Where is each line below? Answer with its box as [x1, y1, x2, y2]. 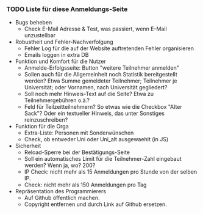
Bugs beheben [15, 19, 52, 26]
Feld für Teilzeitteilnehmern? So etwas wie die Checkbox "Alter [24, 103, 183, 111]
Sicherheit [15, 142, 41, 150]
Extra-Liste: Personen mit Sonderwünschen [24, 129, 134, 136]
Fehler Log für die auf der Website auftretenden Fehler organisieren [24, 45, 194, 52]
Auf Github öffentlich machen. [24, 194, 100, 202]
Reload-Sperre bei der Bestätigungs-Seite [24, 149, 130, 156]
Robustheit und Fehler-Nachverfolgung [15, 39, 114, 46]
